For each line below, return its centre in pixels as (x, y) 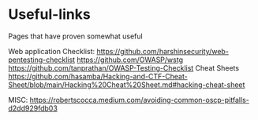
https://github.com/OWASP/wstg (130, 60)
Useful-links (49, 15)
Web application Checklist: (52, 51)
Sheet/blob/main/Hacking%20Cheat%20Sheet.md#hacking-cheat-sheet (127, 85)
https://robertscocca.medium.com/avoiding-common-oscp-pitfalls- (140, 100)
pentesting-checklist (42, 60)
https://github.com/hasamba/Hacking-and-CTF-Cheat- (98, 76)
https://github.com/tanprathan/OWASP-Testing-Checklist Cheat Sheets (123, 67)
